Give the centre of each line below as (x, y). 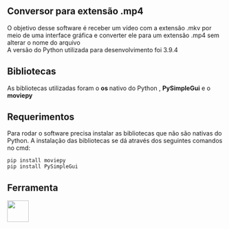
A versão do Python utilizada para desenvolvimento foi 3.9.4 (92, 50)
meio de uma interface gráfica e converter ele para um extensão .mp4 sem (113, 35)
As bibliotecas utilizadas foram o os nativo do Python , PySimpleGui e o (109, 88)
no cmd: (19, 148)
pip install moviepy (37, 161)
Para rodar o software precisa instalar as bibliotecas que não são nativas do (115, 133)
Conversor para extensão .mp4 (75, 11)
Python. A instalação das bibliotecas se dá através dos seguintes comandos (115, 141)
